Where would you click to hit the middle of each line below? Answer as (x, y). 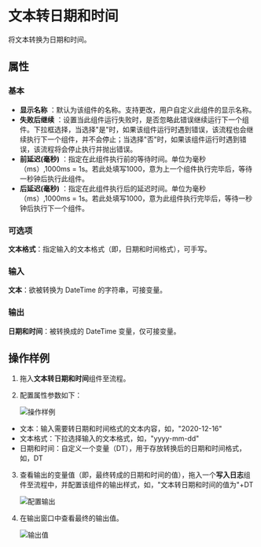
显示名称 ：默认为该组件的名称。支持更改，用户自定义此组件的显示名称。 (138, 109)
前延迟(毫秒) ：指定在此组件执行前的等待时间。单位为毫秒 (113, 159)
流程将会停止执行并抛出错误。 (89, 149)
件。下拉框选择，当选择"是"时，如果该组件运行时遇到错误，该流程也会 (133, 129)
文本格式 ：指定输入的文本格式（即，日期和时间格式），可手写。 (110, 249)
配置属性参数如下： (51, 395)
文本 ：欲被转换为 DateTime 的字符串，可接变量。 (88, 290)
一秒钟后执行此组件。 (54, 179)
